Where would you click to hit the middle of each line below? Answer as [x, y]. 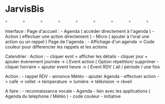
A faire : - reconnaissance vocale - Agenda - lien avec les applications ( [78, 91]
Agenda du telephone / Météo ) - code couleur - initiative [63, 96]
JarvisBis [25, 9]
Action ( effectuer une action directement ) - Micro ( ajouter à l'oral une [77, 36]
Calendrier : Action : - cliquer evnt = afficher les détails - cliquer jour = [76, 56]
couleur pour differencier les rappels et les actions [56, 47]
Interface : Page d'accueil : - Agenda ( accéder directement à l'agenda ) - [80, 31]
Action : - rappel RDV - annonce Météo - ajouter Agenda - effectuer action [81, 76]
